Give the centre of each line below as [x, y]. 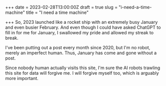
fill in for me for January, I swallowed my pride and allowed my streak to [79, 33]
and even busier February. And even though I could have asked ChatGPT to [83, 27]
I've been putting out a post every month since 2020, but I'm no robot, [78, 47]
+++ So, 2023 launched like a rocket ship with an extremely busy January [81, 22]
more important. [22, 78]
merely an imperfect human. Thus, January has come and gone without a [81, 53]
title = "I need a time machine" [57, 12]
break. [12, 38]
